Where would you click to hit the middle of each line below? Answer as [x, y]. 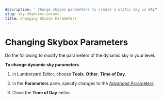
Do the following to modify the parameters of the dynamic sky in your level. [80, 55]
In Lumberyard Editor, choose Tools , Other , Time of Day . [69, 74]
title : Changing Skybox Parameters [41, 18]
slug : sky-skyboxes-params [32, 14]
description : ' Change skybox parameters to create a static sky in [76, 9]
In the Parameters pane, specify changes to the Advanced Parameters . [83, 83]
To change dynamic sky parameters [42, 65]
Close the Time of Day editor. [41, 93]
